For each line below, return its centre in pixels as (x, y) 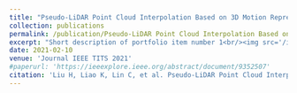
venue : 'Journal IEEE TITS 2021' (71, 58)
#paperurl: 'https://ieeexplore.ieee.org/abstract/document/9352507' (140, 67)
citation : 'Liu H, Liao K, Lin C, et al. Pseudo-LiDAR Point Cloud (136, 75)
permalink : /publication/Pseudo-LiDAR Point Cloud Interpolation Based (144, 34)
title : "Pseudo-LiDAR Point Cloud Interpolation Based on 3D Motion (138, 17)
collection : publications (57, 26)
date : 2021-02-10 (41, 50)
